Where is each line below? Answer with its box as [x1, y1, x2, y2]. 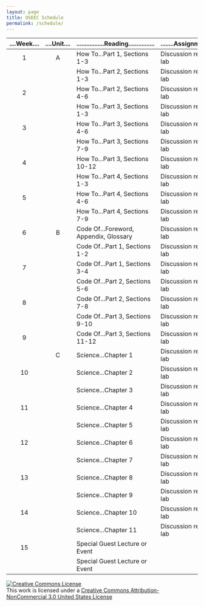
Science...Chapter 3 [76, 386, 134, 394]
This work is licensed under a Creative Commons [6, 587, 129, 594]
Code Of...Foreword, [76, 225, 134, 233]
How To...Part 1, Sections [76, 50, 149, 58]
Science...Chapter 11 [76, 526, 137, 534]
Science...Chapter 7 [76, 456, 134, 464]
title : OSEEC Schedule [6, 15, 64, 21]
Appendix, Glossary [76, 232, 132, 241]
